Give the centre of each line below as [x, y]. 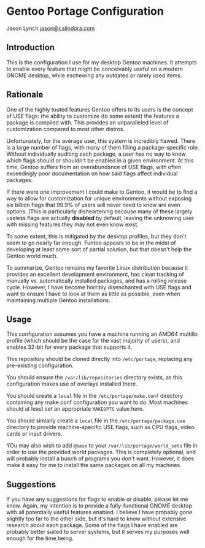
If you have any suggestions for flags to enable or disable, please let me [97, 499]
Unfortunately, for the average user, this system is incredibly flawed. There [101, 141]
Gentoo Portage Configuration [85, 11]
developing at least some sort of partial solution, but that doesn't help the [99, 249]
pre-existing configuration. [40, 365]
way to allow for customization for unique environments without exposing [99, 198]
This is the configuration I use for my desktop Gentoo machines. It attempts [102, 62]
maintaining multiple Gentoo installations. [58, 300]
